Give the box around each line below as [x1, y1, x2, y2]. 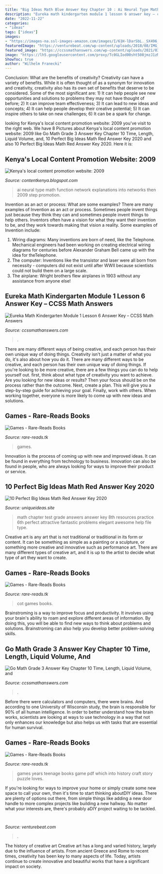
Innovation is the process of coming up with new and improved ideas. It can [5, 453, 157, 459]
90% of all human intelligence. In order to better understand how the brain [5, 709, 154, 715]
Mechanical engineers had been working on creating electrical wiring [12, 242, 151, 248]
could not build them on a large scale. [12, 268, 88, 273]
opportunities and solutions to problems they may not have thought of [5, 95, 145, 101]
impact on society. [5, 864, 42, 870]
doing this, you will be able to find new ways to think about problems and [5, 621, 151, 626]
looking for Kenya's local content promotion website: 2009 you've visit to [5, 120, 151, 126]
